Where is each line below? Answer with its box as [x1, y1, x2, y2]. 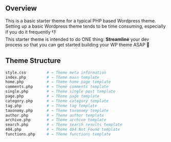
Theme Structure [5, 56, 61, 65]
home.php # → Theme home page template [5, 79, 111, 85]
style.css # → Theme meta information [5, 70, 106, 75]
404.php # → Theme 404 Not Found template [5, 127, 120, 132]
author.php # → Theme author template [5, 112, 104, 118]
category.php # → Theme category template [5, 98, 109, 104]
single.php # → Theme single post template [5, 89, 116, 94]
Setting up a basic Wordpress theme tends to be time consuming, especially [5, 23, 166, 29]
